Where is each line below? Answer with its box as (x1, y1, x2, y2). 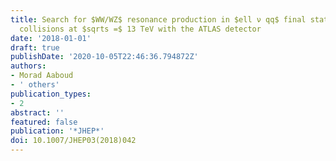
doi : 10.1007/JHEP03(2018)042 (10, 136, 137, 146)
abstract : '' (10, 107, 65, 118)
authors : (10, 61, 47, 71)
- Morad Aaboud (10, 71, 74, 81)
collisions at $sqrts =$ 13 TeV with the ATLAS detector (19, 24, 262, 34)
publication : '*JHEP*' (10, 126, 105, 136)
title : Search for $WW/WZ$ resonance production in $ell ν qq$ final (10, 14, 307, 25)
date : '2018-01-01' (10, 33, 92, 43)
